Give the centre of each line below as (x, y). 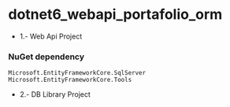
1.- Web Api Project (51, 36)
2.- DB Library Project (55, 94)
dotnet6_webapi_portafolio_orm (115, 15)
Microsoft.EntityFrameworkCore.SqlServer (77, 73)
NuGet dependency (46, 57)
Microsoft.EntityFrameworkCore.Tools (70, 80)
